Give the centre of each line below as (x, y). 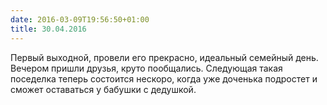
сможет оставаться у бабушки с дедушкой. (103, 89)
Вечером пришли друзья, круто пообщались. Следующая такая (146, 68)
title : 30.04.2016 (48, 29)
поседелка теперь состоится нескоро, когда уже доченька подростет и (164, 78)
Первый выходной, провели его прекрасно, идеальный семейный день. (164, 57)
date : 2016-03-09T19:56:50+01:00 (80, 19)
